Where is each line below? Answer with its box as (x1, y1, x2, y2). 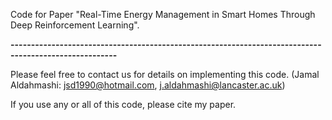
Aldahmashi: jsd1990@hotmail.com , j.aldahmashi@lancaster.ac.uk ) (10, 79, 286, 91)
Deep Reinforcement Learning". (10, 19, 140, 31)
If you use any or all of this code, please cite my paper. (10, 99, 237, 110)
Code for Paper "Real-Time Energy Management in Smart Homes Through (10, 9, 316, 20)
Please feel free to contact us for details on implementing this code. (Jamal (10, 69, 320, 80)
